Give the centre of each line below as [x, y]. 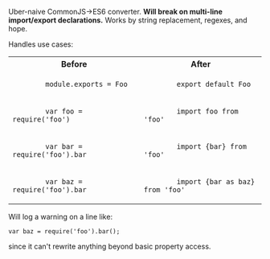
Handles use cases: [41, 44]
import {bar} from [212, 147]
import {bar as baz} [216, 181]
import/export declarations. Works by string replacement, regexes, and [128, 20]
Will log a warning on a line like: [61, 217]
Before [74, 64]
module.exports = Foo [87, 84]
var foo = [64, 111]
